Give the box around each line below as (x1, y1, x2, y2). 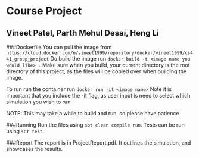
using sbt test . (6, 128, 45, 134)
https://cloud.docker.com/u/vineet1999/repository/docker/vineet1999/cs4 (6, 50, 194, 56)
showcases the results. (6, 146, 63, 152)
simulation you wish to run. (6, 98, 73, 105)
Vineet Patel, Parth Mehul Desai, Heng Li (6, 28, 159, 38)
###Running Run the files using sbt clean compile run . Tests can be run (6, 121, 185, 128)
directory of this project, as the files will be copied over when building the (6, 68, 186, 75)
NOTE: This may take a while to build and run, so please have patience (6, 110, 179, 117)
